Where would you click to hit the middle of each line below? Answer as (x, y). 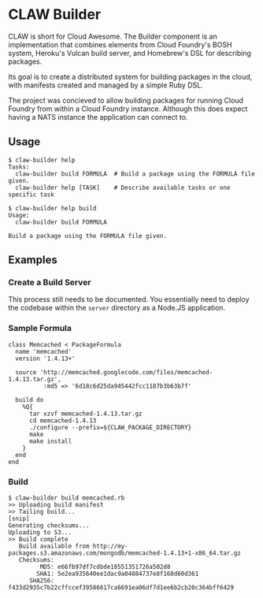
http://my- (110, 546)
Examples (33, 260)
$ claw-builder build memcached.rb (67, 498)
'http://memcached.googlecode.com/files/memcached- (126, 372)
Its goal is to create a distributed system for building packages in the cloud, (130, 76)
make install (50, 441)
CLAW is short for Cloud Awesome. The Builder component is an (113, 36)
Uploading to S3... (40, 533)
